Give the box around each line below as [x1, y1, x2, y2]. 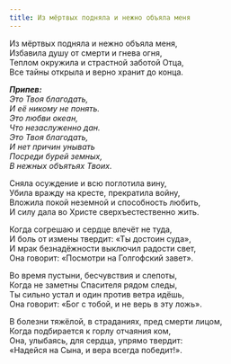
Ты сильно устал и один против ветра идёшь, [9, 289, 185, 299]
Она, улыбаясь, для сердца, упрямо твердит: [9, 334, 183, 346]
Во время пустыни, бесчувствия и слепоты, [9, 270, 178, 280]
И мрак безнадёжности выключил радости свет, [9, 243, 196, 253]
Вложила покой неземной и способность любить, [9, 197, 201, 208]
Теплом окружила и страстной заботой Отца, [9, 57, 184, 67]
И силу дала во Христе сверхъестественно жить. [9, 206, 200, 217]
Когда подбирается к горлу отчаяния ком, [9, 325, 172, 336]
